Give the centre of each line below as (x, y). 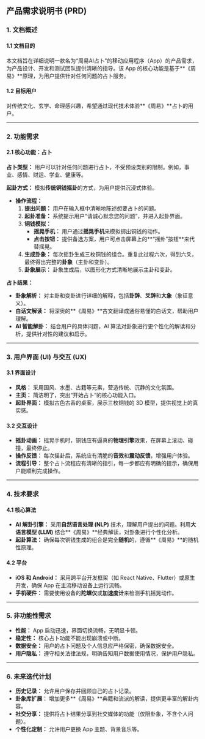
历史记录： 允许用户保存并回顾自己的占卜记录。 (75, 691)
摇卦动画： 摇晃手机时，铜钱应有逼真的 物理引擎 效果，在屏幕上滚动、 (101, 440)
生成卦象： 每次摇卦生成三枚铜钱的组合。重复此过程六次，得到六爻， (110, 254)
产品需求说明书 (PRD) (47, 11)
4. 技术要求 (23, 494)
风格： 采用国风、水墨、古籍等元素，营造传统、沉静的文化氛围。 (96, 387)
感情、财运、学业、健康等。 (52, 174)
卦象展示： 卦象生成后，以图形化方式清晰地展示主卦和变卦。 (100, 269)
